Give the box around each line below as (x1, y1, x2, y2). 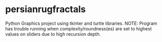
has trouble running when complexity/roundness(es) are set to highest (5, 25, 152, 31)
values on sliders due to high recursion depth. (5, 31, 101, 37)
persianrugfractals (5, 4, 86, 15)
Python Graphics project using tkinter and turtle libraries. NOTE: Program (5, 20, 157, 26)
